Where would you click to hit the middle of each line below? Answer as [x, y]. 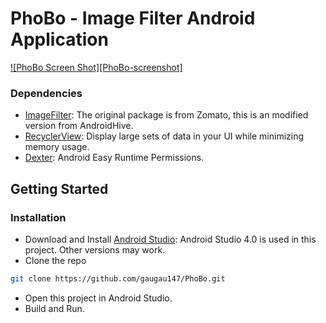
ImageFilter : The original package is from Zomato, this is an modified [166, 115]
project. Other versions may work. [95, 249]
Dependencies [46, 93]
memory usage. [57, 147]
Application [59, 39]
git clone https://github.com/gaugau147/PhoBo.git [118, 278]
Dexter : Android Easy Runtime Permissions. [114, 158]
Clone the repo [55, 260]
